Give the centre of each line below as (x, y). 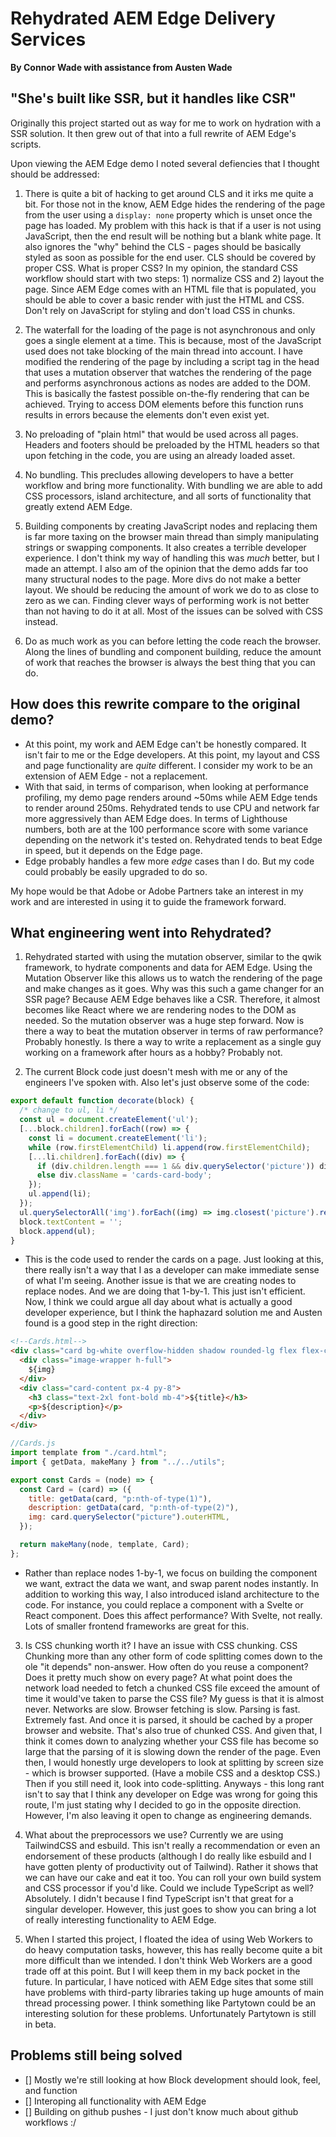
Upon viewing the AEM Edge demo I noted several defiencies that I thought (165, 163)
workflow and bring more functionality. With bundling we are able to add (173, 485)
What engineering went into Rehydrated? (141, 932)
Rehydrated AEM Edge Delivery (143, 18)
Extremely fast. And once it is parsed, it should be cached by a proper (168, 1719)
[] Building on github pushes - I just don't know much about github (161, 2111)
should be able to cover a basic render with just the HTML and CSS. (164, 299)
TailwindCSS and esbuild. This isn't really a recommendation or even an (172, 1845)
